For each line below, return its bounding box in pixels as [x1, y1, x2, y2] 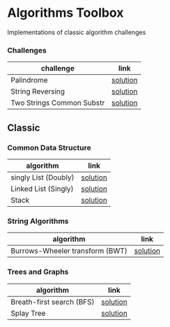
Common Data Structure [7, 143, 92, 152]
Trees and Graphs [7, 267, 69, 277]
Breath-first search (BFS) [10, 297, 95, 307]
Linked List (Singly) [10, 184, 74, 194]
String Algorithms [7, 216, 69, 226]
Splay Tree [10, 308, 46, 318]
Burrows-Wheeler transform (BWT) [10, 246, 127, 256]
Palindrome [10, 75, 48, 85]
